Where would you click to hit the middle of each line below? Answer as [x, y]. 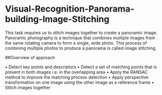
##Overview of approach [30, 57]
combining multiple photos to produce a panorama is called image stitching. [81, 48]
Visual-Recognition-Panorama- [70, 9]
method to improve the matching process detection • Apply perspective [77, 77]
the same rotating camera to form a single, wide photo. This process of [76, 43]
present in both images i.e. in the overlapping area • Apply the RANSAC [76, 72]
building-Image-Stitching [57, 19]
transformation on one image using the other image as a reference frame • [80, 82]
